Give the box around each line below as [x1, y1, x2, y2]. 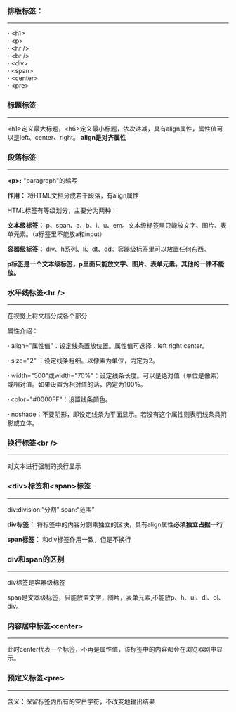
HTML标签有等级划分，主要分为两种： [7, 206, 118, 214]
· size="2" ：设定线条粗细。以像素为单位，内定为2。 [7, 356, 159, 365]
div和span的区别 [7, 554, 65, 564]
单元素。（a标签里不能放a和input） [7, 230, 106, 238]
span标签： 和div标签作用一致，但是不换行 [7, 535, 131, 543]
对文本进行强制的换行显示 [7, 462, 81, 470]
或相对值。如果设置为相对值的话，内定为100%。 [7, 380, 147, 389]
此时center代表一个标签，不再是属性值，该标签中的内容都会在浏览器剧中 [7, 645, 217, 654]
